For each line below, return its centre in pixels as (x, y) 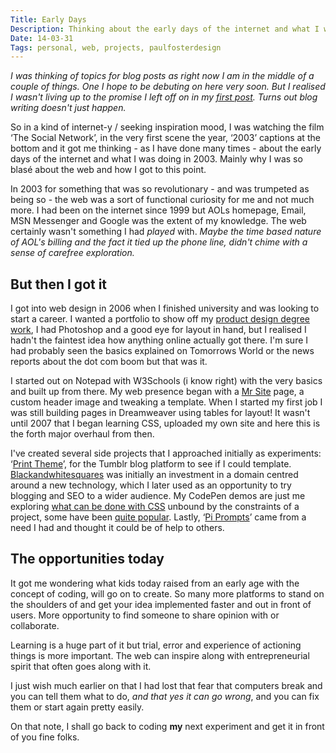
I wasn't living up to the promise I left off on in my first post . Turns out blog (164, 97)
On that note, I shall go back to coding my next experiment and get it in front (167, 726)
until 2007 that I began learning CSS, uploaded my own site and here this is (165, 423)
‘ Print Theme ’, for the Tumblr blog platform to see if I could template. (151, 464)
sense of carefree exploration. (72, 253)
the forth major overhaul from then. (82, 434)
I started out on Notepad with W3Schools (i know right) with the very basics (166, 381)
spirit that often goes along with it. (81, 666)
